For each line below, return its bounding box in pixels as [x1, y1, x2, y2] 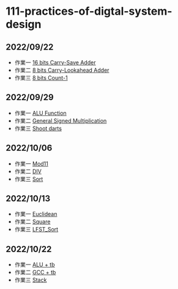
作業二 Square [14, 218, 51, 225]
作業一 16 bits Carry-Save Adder [14, 59, 96, 66]
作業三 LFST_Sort [14, 226, 59, 233]
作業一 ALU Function [14, 109, 67, 117]
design [6, 17, 42, 31]
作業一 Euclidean [14, 210, 57, 218]
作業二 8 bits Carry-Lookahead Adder [14, 66, 109, 74]
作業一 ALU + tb [14, 261, 56, 268]
